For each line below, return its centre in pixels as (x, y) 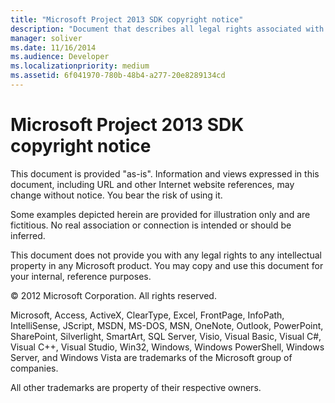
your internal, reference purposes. (81, 276)
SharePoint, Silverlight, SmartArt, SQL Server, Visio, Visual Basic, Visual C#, (166, 336)
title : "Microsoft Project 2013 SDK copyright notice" (127, 19)
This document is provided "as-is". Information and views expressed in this (165, 173)
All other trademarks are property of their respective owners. (136, 387)
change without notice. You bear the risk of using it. (116, 195)
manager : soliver (46, 38)
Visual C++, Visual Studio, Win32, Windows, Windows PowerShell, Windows (167, 347)
